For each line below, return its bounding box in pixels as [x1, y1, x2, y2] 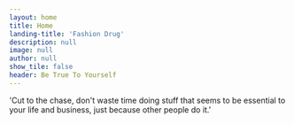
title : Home [9, 21, 53, 30]
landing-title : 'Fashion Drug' [9, 29, 125, 38]
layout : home [9, 12, 58, 22]
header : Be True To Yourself [9, 71, 117, 80]
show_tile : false [9, 63, 73, 72]
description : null [9, 37, 77, 47]
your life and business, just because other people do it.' [9, 104, 212, 115]
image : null [9, 46, 53, 55]
